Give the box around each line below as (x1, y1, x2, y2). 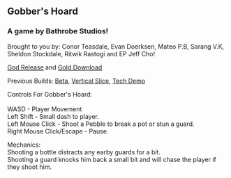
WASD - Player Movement (7, 104, 82, 113)
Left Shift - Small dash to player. (7, 112, 99, 120)
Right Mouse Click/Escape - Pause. (7, 127, 109, 135)
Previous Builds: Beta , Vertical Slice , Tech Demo (7, 76, 146, 85)
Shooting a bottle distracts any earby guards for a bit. (7, 147, 161, 156)
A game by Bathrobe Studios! (7, 26, 109, 36)
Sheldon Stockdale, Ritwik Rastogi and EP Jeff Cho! (7, 49, 156, 58)
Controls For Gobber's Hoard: (7, 90, 93, 98)
